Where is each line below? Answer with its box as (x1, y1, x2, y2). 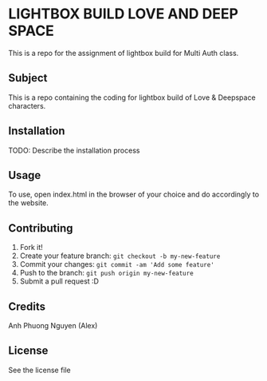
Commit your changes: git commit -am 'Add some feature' (19, 260, 215, 269)
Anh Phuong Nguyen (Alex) (8, 321, 98, 330)
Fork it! (19, 243, 44, 252)
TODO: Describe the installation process (8, 145, 140, 155)
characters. (8, 101, 46, 110)
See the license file (8, 365, 72, 375)
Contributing (8, 221, 73, 235)
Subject (8, 71, 48, 85)
